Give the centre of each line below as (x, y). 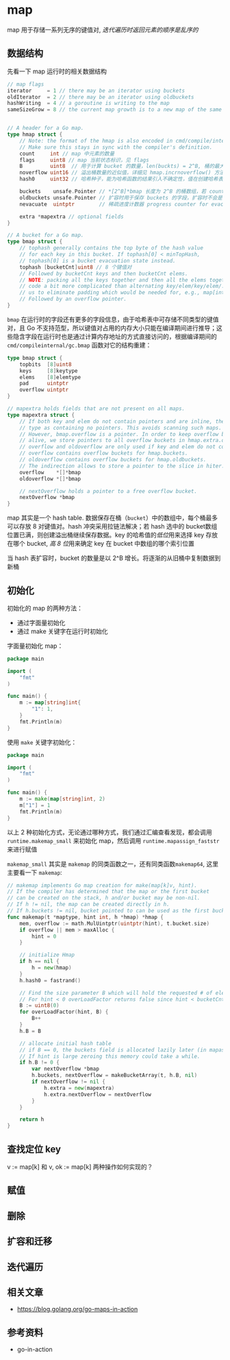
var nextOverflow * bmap (65, 1069)
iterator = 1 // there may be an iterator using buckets (96, 90)
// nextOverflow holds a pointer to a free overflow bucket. (108, 491)
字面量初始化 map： (35, 646)
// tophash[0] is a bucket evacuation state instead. (98, 260)
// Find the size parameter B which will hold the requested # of (116, 993)
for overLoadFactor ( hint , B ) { (64, 1012)
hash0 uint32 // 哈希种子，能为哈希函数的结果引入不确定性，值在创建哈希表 (122, 179)
